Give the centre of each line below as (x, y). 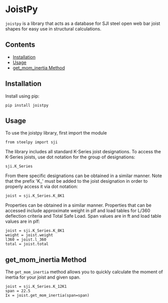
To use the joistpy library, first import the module (56, 133)
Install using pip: (22, 96)
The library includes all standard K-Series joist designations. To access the (83, 152)
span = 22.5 (18, 291)
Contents (20, 45)
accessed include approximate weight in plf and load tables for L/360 (78, 211)
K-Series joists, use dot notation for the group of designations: (70, 157)
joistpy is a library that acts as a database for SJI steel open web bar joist (83, 23)
